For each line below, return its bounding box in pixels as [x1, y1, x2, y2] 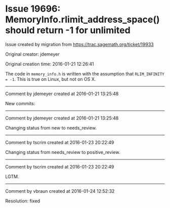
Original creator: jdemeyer [5, 51, 60, 57]
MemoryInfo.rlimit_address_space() [5, 14, 160, 25]
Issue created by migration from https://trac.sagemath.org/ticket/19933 [5, 41, 154, 47]
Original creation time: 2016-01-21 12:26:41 [5, 61, 94, 67]
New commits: [5, 100, 35, 106]
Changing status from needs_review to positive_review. [5, 149, 120, 155]
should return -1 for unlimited [5, 25, 131, 36]
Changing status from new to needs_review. [5, 124, 97, 131]
